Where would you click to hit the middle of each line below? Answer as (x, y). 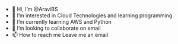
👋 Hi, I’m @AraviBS (35, 9)
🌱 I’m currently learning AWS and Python (61, 22)
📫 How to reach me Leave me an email (60, 35)
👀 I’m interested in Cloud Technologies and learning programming (92, 15)
